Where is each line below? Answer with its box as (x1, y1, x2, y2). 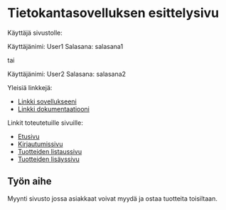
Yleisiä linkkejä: (7, 83, 53, 92)
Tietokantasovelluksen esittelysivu (7, 5, 220, 21)
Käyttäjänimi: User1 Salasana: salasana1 (7, 42, 124, 50)
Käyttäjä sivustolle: (7, 28, 63, 37)
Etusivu (17, 132, 40, 140)
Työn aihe (7, 175, 52, 187)
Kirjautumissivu (17, 140, 63, 148)
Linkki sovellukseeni (17, 97, 77, 106)
